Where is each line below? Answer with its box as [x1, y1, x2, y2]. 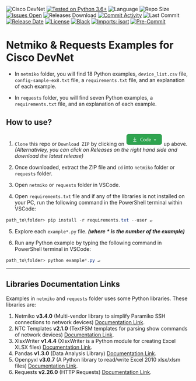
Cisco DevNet [6, 51, 74, 64]
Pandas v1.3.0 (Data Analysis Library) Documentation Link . [14, 349, 156, 357]
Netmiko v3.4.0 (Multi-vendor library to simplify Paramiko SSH [14, 312, 166, 319]
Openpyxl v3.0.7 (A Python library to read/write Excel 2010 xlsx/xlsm [14, 356, 181, 363]
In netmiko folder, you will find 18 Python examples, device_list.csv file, [14, 70, 188, 77]
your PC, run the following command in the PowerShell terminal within [14, 199, 183, 206]
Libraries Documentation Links [6, 279, 120, 290]
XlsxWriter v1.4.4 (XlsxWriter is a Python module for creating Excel [14, 337, 176, 344]
